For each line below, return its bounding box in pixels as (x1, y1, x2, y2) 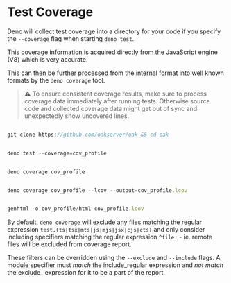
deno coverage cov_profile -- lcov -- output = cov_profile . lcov (7, 187, 188, 194)
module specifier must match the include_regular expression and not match (7, 261, 224, 269)
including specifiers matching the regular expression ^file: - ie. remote (7, 233, 213, 241)
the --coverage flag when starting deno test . (7, 34, 135, 42)
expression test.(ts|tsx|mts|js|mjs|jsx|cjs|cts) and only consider (7, 225, 205, 234)
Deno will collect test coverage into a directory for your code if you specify (7, 27, 221, 35)
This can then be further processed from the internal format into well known (7, 69, 224, 77)
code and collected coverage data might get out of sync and (24, 104, 198, 112)
